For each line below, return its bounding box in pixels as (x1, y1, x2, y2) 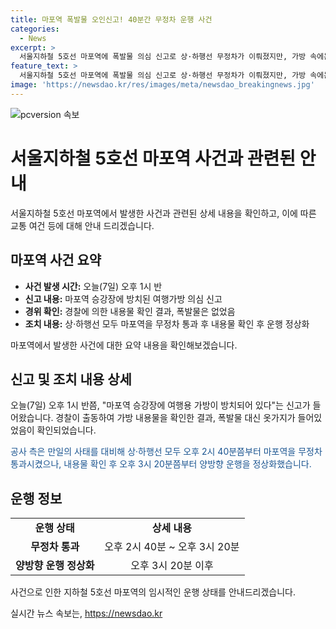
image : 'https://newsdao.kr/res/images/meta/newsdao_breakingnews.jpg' (10, 80, 315, 90)
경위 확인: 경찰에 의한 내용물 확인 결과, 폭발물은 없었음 (24, 305, 236, 317)
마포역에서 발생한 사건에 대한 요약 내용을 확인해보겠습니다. (10, 339, 238, 351)
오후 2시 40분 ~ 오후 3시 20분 (104, 540, 240, 554)
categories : (10, 24, 60, 34)
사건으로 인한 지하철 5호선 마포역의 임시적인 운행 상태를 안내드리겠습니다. (10, 586, 296, 598)
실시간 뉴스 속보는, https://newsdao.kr (10, 607, 163, 620)
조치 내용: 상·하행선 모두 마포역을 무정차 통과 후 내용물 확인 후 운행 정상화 (24, 317, 310, 330)
